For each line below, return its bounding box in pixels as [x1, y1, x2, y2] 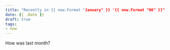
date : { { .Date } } [5, 12, 44, 17]
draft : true [5, 17, 31, 22]
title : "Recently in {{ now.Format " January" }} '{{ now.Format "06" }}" [5, 7, 165, 13]
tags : [5, 21, 17, 27]
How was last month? [5, 40, 50, 46]
